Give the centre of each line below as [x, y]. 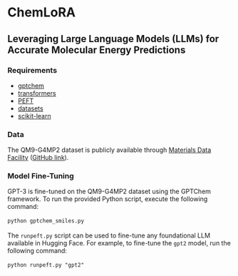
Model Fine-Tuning [41, 176]
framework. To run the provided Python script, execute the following [108, 199]
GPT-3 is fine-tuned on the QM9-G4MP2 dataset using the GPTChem [109, 191]
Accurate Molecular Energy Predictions [97, 50]
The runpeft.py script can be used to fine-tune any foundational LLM [109, 235]
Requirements [32, 70]
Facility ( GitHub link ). [38, 158]
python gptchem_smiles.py [46, 221]
